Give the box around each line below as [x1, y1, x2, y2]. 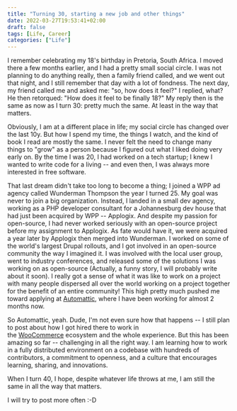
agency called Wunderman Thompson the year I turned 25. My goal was [7, 189, 219, 198]
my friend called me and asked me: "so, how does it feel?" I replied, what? [7, 86, 224, 95]
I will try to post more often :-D [7, 396, 97, 405]
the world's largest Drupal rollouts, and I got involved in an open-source [7, 242, 217, 250]
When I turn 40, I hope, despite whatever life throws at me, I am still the [7, 375, 215, 383]
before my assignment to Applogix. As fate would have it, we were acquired [7, 227, 228, 235]
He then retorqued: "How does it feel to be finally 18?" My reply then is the [7, 94, 224, 103]
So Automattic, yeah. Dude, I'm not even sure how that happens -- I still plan [7, 316, 230, 325]
